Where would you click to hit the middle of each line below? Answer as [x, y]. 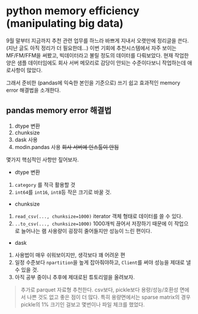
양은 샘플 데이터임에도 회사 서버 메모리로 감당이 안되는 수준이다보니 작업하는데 [96, 63]
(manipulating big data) [65, 23]
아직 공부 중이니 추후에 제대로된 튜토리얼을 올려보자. [74, 277]
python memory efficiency [73, 11]
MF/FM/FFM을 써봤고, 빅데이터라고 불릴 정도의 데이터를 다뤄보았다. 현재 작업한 [98, 55]
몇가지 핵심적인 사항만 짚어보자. [43, 159]
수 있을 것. [27, 270]
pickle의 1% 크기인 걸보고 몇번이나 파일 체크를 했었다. [82, 304]
